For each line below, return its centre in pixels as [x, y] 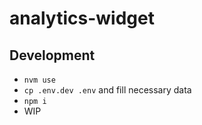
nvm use [39, 80]
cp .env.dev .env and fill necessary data [107, 90]
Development [52, 55]
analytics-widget [82, 18]
